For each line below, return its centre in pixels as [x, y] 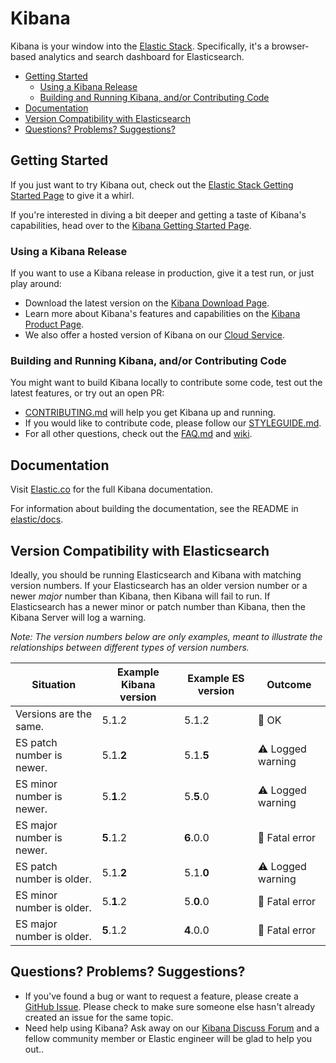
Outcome [289, 684]
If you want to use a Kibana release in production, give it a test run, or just [162, 273]
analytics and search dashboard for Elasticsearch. [141, 56]
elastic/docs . [37, 519]
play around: [36, 284]
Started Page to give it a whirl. [72, 195]
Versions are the [54, 714]
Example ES [216, 678]
